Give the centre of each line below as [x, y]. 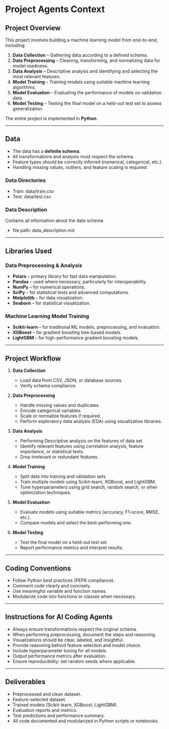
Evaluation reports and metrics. [45, 710]
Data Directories [26, 180]
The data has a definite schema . [47, 151]
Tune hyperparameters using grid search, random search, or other [89, 487]
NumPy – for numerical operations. [49, 287]
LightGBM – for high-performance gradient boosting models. [76, 338]
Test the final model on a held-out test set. [64, 542]
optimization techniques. [46, 493]
